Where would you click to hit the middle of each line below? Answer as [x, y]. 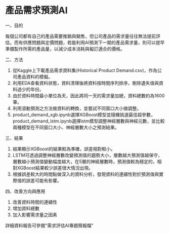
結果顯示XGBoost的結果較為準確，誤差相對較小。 [64, 149]
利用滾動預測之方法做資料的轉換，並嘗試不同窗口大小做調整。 [77, 108]
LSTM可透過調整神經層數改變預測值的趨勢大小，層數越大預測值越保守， [88, 155]
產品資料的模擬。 [35, 76]
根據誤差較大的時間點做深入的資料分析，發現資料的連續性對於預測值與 [86, 174]
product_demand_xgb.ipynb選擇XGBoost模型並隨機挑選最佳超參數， [84, 114]
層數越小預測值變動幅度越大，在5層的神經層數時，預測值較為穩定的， [85, 161]
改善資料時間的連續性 [35, 202]
